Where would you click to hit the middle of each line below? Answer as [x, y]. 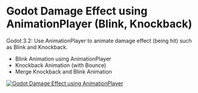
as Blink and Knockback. [37, 47]
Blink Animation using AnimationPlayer [63, 59]
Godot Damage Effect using [77, 11]
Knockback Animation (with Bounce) [61, 65]
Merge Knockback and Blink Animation [63, 71]
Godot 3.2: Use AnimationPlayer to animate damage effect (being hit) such [99, 40]
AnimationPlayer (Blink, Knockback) [99, 24]
